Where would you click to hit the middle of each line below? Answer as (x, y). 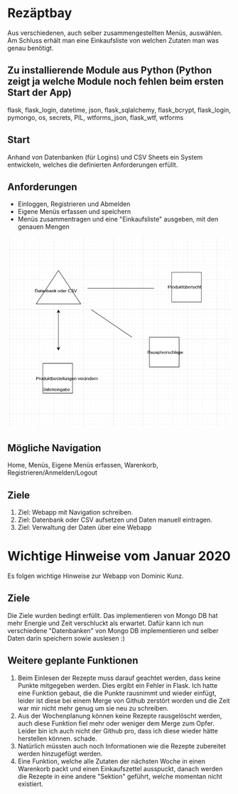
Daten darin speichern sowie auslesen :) (66, 638)
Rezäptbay (40, 13)
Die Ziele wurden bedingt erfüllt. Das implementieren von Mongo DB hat (113, 615)
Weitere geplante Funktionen (73, 661)
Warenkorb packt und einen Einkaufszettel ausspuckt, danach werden (120, 768)
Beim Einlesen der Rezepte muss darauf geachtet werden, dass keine (119, 678)
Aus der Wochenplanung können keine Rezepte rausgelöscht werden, (120, 716)
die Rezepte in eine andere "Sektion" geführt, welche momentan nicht (120, 776)
